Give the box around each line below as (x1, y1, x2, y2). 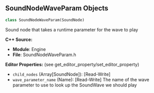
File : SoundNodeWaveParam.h (12, 52, 77, 58)
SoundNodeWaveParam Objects (5, 4, 109, 13)
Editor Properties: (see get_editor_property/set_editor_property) (5, 61, 140, 67)
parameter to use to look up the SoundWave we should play (12, 82, 137, 88)
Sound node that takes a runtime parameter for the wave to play (5, 26, 138, 32)
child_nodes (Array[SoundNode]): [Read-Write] (12, 71, 111, 77)
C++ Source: (5, 36, 33, 42)
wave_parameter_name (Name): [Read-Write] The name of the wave (12, 76, 150, 82)
